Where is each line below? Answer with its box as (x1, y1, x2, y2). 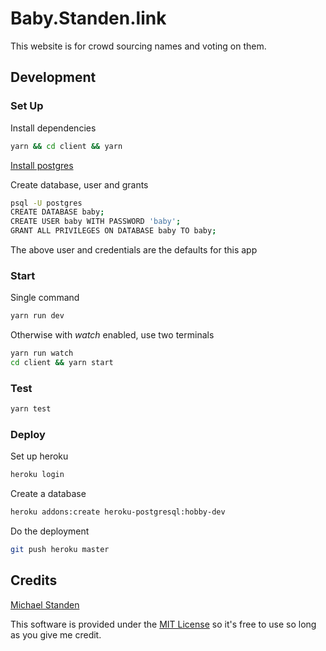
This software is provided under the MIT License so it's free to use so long (10, 618, 317, 630)
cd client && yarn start (10, 358, 114, 368)
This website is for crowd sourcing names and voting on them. (10, 40, 267, 52)
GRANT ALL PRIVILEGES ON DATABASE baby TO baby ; (10, 226, 217, 236)
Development (10, 69, 97, 86)
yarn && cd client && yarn (10, 141, 123, 151)
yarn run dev (10, 311, 65, 321)
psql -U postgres (10, 198, 83, 208)
